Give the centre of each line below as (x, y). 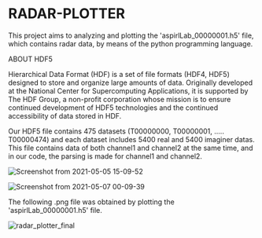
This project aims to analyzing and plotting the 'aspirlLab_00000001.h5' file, (131, 35)
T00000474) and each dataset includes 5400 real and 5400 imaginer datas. (131, 139)
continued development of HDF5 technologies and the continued (113, 108)
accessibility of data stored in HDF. (65, 115)
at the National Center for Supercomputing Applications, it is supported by (128, 90)
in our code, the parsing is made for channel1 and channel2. (105, 156)
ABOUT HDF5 (30, 59)
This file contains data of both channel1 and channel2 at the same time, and (131, 148)
